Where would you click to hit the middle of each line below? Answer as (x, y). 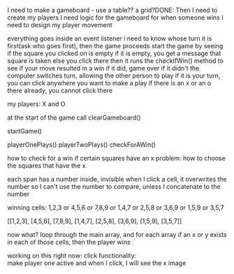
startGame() (24, 131)
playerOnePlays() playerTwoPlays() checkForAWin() (81, 145)
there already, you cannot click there (60, 91)
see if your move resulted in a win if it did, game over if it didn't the (103, 68)
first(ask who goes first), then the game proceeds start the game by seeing (115, 46)
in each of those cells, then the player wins (69, 242)
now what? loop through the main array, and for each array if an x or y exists (117, 235)
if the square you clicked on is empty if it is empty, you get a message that (114, 53)
